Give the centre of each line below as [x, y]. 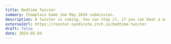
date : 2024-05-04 [24, 33]
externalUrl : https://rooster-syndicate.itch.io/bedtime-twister [76, 24]
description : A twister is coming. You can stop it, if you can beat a [83, 19]
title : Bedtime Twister [31, 10]
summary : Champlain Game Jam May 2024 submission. [60, 15]
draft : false [19, 29]
